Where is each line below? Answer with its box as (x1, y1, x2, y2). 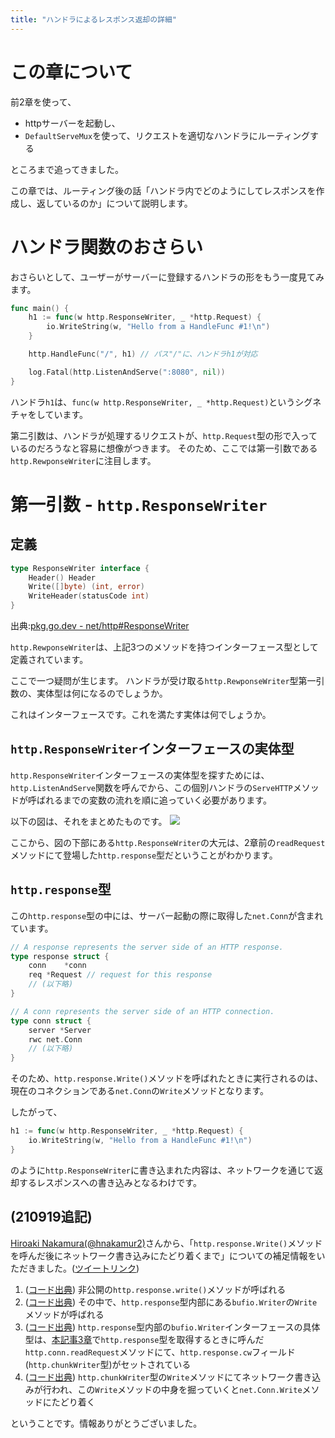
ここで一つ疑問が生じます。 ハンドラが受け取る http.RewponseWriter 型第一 (10, 675, 317, 686)
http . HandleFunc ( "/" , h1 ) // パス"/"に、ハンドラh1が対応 (28, 349, 258, 359)
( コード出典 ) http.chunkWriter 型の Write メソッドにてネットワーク (24, 1371, 295, 1383)
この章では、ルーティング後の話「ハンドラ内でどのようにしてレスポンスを (10, 184, 317, 196)
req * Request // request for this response (28, 970, 213, 980)
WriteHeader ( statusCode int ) (28, 591, 150, 601)
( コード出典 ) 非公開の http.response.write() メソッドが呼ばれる (24, 1283, 287, 1295)
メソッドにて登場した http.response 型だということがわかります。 (10, 849, 278, 861)
